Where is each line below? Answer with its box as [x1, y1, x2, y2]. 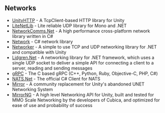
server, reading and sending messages [12, 65, 93, 71]
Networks [5, 4, 36, 12]
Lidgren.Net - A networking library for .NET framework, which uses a [12, 54, 154, 60]
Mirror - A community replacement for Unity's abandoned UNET [12, 81, 145, 87]
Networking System [12, 86, 53, 92]
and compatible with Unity [12, 49, 67, 55]
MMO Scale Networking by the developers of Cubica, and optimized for [12, 97, 160, 103]
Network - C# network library [12, 38, 73, 44]
